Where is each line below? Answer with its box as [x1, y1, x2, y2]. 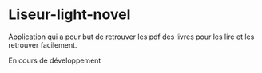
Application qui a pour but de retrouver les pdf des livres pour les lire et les [8, 32, 255, 41]
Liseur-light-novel [8, 6, 131, 24]
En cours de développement [8, 56, 101, 65]
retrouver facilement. [8, 40, 77, 49]
